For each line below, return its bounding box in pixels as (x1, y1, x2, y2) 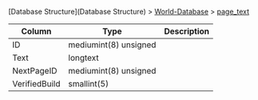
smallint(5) (68, 78, 109, 89)
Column (21, 26, 52, 37)
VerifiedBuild (12, 78, 62, 89)
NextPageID (12, 66, 58, 76)
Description (163, 26, 210, 37)
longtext (68, 52, 100, 63)
